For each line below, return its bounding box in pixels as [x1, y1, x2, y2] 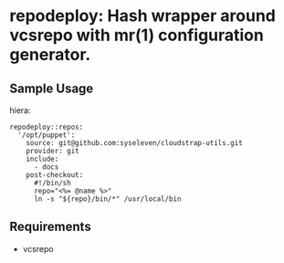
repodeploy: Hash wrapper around [9, 5, 276, 26]
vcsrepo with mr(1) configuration [9, 25, 265, 46]
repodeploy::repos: [9, 122, 84, 131]
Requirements [9, 219, 91, 235]
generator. [9, 45, 91, 65]
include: [26, 154, 59, 163]
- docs [33, 163, 59, 172]
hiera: [9, 105, 31, 115]
